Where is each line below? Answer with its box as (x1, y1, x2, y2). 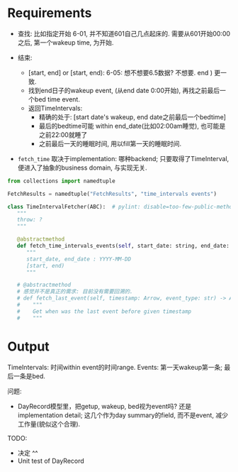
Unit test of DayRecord (17, 456, 85, 465)
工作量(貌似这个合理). (17, 419, 81, 428)
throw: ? (16, 216, 42, 224)
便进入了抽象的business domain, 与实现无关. (17, 163, 147, 172)
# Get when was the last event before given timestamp (16, 307, 192, 315)
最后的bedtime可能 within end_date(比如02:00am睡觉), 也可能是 (38, 121, 226, 130)
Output (7, 339, 50, 354)
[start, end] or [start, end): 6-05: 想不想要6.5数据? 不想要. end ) (28, 68, 213, 77)
